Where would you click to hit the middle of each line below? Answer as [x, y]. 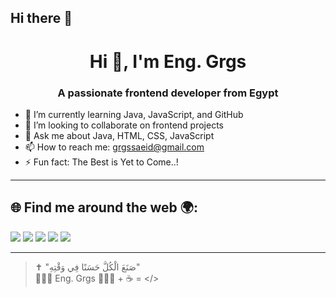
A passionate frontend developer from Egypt [168, 93]
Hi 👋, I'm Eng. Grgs [168, 61]
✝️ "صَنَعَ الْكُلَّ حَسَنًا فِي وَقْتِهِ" [87, 267]
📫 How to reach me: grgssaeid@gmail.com [114, 147]
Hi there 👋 [41, 18]
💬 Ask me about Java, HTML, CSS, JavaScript [119, 135]
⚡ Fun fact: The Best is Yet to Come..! [101, 162]
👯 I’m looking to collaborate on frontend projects [124, 125]
